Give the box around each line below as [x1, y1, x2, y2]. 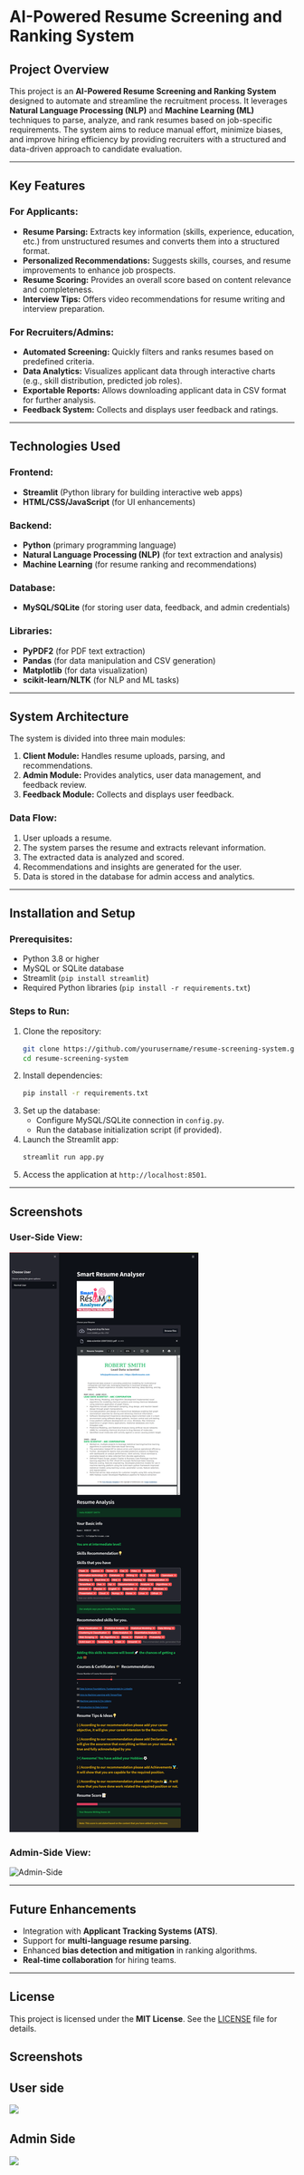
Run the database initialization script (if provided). [35, 1124, 223, 1135]
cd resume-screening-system [22, 1054, 128, 1063]
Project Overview [9, 62, 109, 77]
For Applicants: [9, 206, 79, 218]
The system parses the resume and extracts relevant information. [22, 841, 267, 853]
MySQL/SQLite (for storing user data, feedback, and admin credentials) [22, 602, 290, 613]
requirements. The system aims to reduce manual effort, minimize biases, [9, 124, 283, 135]
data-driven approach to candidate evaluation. [9, 143, 183, 154]
